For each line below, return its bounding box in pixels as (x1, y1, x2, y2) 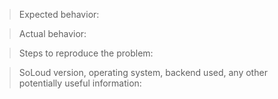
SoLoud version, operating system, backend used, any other (18, 67, 268, 78)
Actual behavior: (18, 28, 87, 39)
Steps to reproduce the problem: (18, 47, 154, 59)
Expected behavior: (18, 9, 100, 20)
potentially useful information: (18, 77, 142, 89)
